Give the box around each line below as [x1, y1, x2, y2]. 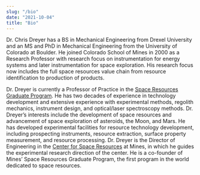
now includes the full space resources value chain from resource [6, 68, 166, 75]
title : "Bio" [6, 20, 39, 26]
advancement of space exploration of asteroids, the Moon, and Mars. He [6, 118, 186, 125]
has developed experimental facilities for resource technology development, [6, 124, 195, 131]
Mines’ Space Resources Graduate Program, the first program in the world [6, 156, 190, 163]
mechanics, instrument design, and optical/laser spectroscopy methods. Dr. [6, 105, 193, 112]
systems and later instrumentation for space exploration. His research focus [6, 62, 193, 69]
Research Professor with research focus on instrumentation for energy [6, 55, 180, 63]
